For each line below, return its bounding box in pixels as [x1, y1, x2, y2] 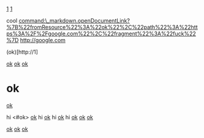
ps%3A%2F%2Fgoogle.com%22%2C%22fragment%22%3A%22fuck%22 [6, 30, 196, 37]
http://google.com [20, 37, 66, 43]
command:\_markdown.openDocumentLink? [18, 17, 130, 24]
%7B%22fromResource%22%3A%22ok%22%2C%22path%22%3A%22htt [6, 24, 198, 31]
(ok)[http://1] [6, 48, 39, 56]
